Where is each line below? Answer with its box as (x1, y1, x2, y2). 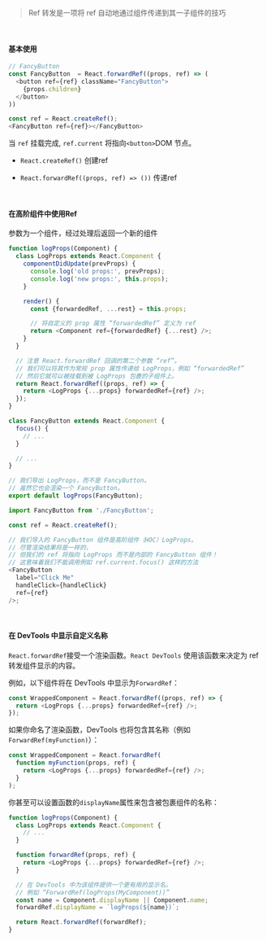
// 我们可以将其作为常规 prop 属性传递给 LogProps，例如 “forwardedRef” (15, 364, 245, 373)
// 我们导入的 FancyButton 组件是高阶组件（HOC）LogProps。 (8, 536, 197, 544)
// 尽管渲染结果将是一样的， (8, 543, 93, 552)
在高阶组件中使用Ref (8, 208, 77, 218)
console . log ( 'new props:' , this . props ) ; (29, 274, 169, 283)
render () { (23, 297, 60, 305)
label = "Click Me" (15, 574, 75, 582)
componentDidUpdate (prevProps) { (23, 260, 136, 268)
